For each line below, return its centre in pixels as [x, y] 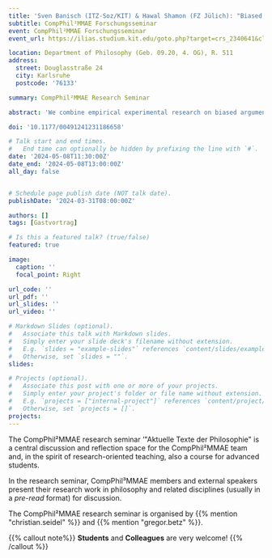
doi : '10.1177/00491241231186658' [67, 127]
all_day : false [34, 171]
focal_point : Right [49, 275]
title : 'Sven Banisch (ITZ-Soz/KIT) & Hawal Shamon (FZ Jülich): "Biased [136, 16]
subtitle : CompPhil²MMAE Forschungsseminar [83, 23]
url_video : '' [32, 312]
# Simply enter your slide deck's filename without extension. [121, 341]
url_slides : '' [34, 304]
